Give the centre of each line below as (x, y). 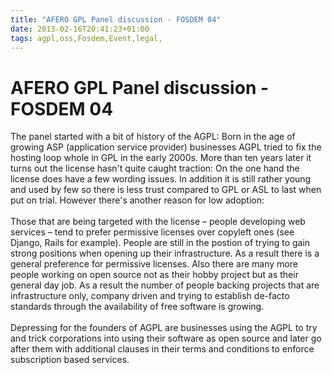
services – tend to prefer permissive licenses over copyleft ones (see (152, 232)
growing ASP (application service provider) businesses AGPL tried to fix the (166, 147)
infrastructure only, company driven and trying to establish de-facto (150, 296)
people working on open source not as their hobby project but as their (154, 275)
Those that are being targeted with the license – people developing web (158, 222)
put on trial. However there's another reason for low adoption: (137, 200)
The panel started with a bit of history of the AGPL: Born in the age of (153, 137)
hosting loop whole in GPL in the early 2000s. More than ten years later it (161, 158)
